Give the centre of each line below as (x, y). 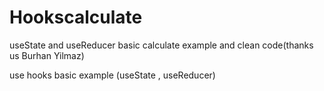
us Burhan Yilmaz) (47, 55)
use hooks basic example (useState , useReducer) (112, 75)
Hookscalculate (76, 17)
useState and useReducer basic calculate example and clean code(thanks (161, 45)
